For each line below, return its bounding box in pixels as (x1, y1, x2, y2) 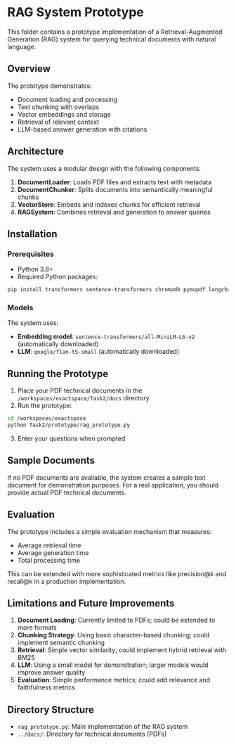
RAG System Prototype (7, 4, 144, 20)
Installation (7, 228, 58, 240)
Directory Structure (7, 703, 95, 715)
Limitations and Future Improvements (7, 597, 175, 609)
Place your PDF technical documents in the (17, 386, 143, 395)
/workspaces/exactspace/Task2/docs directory (17, 394, 150, 402)
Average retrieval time (17, 541, 81, 549)
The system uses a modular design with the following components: (7, 164, 202, 172)
